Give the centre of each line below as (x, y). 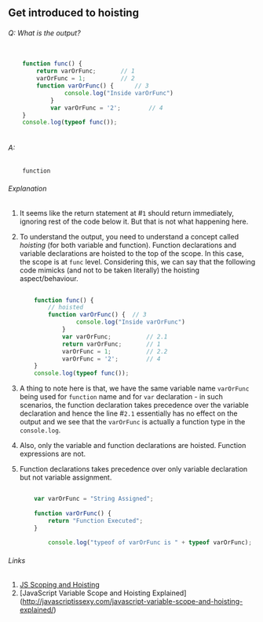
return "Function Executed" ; (96, 520)
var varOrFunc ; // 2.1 (115, 337)
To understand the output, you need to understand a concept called (129, 236)
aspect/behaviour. (49, 278)
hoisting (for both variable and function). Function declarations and (128, 245)
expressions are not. (53, 454)
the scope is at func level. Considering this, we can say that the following (137, 261)
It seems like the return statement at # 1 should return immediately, (126, 213)
